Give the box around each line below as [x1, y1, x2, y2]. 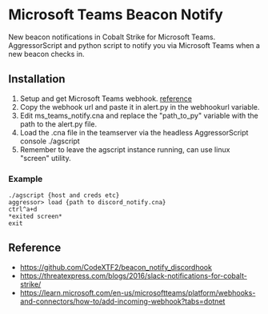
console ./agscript [19, 136, 80, 146]
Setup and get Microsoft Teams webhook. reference [19, 94, 192, 103]
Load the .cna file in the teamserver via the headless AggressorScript [19, 127, 249, 137]
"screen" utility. [19, 153, 71, 163]
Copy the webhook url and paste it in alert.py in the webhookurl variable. [19, 102, 260, 111]
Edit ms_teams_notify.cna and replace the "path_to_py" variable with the [19, 111, 258, 120]
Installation [8, 72, 66, 86]
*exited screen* [8, 212, 62, 221]
